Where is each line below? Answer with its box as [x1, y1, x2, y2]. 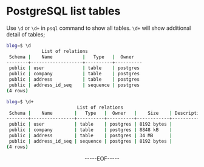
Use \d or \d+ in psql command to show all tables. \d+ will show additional [6, 24, 191, 32]
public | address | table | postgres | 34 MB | [8, 132, 172, 139]
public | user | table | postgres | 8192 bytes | [8, 121, 172, 128]
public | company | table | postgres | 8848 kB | [8, 127, 172, 133]
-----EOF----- [84, 155, 120, 162]
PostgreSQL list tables [6, 4, 121, 18]
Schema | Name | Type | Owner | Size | [8, 110, 172, 116]
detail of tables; [6, 30, 46, 38]
